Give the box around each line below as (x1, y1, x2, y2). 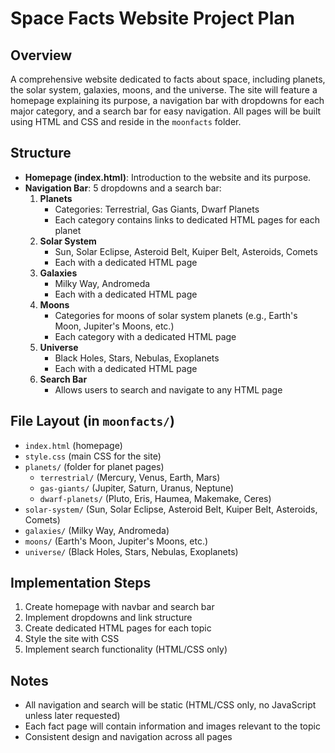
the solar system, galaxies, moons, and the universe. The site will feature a (10, 84, 318, 96)
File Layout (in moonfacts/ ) (10, 413, 175, 430)
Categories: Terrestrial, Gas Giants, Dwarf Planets (54, 203, 260, 215)
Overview (10, 47, 73, 64)
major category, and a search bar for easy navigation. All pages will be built (10, 105, 322, 117)
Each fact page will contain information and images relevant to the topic (24, 720, 321, 732)
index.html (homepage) (24, 439, 123, 451)
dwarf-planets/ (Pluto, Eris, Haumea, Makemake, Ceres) (39, 492, 272, 504)
